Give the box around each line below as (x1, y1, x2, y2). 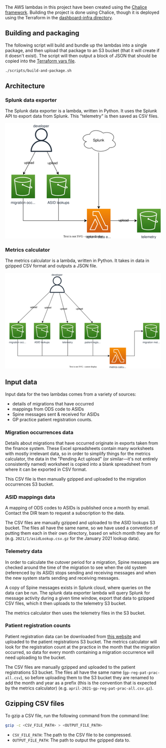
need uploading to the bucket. (5, 654, 67, 660)
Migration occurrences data (5, 429, 74, 436)
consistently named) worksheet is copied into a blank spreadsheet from (5, 461, 151, 467)
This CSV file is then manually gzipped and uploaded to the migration (5, 476, 146, 482)
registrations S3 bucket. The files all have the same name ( (5, 669, 124, 675)
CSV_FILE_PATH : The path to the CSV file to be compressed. (12, 732, 132, 738)
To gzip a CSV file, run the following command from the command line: (5, 712, 149, 718)
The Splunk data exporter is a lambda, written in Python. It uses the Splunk (5, 108, 157, 114)
